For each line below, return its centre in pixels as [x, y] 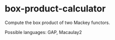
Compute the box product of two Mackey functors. [57, 22]
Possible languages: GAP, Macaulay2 [43, 32]
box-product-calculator [55, 9]
